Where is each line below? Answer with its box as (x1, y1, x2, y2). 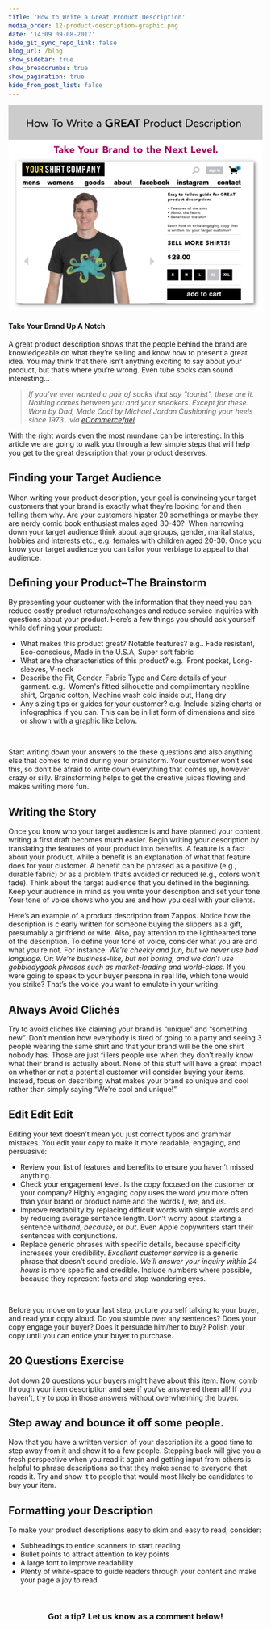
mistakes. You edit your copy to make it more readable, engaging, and (8, 1137, 241, 1147)
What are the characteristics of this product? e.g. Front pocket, (19, 656, 231, 666)
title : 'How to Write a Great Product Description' (8, 13, 186, 21)
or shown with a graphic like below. (19, 716, 138, 726)
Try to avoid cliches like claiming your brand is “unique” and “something (8, 1024, 248, 1034)
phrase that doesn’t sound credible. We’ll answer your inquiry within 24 (19, 1256, 258, 1266)
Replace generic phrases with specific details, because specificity (19, 1239, 240, 1249)
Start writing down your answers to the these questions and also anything (8, 747, 254, 757)
